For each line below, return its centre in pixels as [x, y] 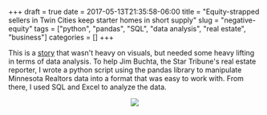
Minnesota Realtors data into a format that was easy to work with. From [126, 78]
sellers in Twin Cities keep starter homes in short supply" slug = [113, 20]
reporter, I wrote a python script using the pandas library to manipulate [125, 70]
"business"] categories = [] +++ [61, 37]
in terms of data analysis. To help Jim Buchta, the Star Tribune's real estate [132, 61]
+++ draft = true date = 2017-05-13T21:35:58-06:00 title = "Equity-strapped [134, 12]
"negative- [238, 20]
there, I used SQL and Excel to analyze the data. [87, 87]
